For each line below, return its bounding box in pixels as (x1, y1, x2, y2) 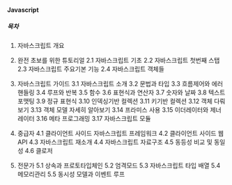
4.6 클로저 (24, 146, 54, 154)
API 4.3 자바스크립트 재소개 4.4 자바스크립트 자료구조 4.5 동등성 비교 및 (17, 138, 212, 146)
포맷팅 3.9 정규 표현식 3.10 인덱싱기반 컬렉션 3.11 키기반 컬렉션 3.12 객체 (17, 97, 212, 105)
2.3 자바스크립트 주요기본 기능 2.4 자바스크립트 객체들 (17, 65, 165, 73)
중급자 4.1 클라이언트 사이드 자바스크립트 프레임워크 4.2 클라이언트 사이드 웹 (17, 129, 224, 137)
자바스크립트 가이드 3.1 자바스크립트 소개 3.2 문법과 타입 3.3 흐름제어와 (17, 79, 210, 88)
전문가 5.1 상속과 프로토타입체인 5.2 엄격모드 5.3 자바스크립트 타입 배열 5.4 (17, 161, 221, 170)
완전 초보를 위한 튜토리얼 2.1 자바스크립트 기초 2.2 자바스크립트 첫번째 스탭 (17, 56, 220, 64)
